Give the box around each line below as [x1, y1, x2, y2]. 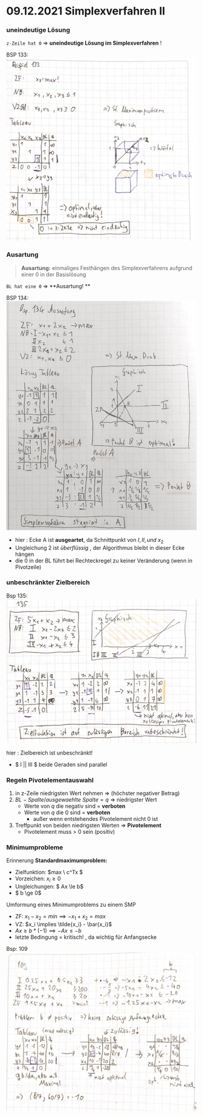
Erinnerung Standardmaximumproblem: [6, 857, 108, 864]
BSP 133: [6, 51, 29, 59]
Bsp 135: [6, 592, 28, 599]
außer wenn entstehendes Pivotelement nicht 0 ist [33, 816, 158, 823]
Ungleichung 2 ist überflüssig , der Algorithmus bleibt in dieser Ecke [14, 544, 185, 551]
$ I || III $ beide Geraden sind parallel [14, 761, 108, 768]
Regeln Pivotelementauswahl [6, 776, 94, 784]
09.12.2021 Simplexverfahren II [6, 4, 166, 18]
